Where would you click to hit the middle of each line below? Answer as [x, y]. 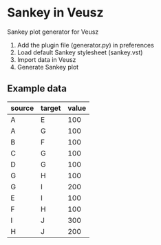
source [22, 108]
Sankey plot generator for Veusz [53, 32]
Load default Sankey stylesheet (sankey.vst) [80, 52]
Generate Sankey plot [48, 67]
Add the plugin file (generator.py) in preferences [86, 45]
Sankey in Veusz [55, 13]
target [51, 108]
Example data [37, 88]
